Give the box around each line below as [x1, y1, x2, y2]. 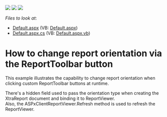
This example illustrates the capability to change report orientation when [5, 75, 156, 81]
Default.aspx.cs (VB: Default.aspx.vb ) [12, 30, 91, 36]
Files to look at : [5, 15, 37, 21]
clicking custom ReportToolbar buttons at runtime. [5, 80, 109, 86]
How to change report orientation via [5, 48, 162, 59]
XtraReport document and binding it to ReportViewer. [5, 95, 115, 101]
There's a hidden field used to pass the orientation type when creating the [5, 90, 159, 96]
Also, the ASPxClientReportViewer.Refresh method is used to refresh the [5, 100, 155, 106]
